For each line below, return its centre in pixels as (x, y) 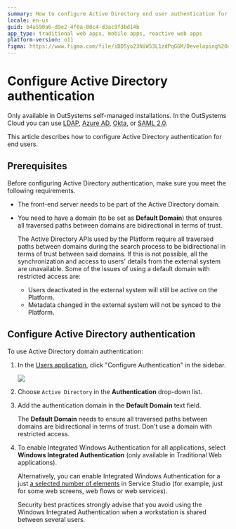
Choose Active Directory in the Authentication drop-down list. (110, 391)
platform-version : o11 (40, 40)
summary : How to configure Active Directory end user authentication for (118, 14)
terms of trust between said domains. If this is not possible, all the (113, 254)
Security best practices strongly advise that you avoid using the (110, 504)
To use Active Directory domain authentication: (75, 351)
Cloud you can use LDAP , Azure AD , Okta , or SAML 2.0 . (87, 123)
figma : (17, 46)
